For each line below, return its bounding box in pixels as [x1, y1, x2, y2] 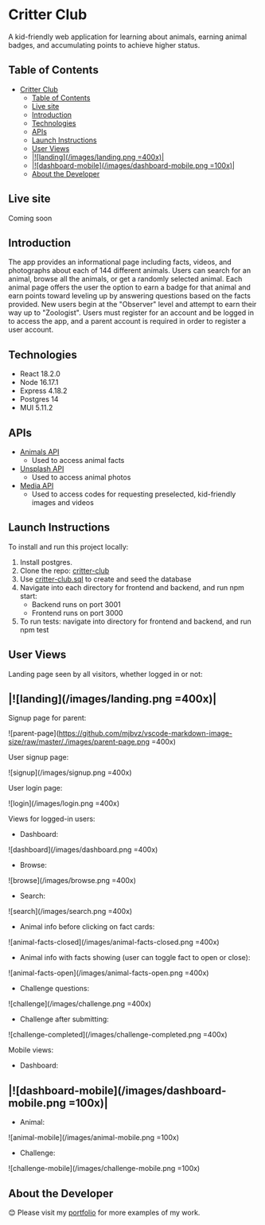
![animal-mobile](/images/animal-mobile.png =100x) [8, 1133, 180, 1142]
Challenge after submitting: [19, 1014, 109, 1024]
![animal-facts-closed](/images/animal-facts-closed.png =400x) [8, 937, 220, 947]
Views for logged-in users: [8, 814, 95, 824]
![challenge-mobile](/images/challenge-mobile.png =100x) [8, 1164, 201, 1173]
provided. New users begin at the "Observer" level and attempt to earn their [8, 300, 257, 309]
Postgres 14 [19, 395, 59, 404]
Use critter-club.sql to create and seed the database [19, 574, 192, 584]
